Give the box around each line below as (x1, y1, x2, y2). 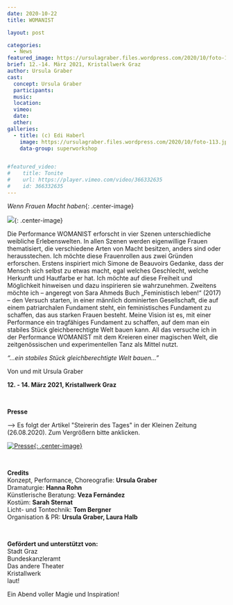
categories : (7, 42, 42, 49)
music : (13, 93, 33, 101)
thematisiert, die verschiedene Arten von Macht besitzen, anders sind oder (7, 244, 221, 253)
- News (13, 48, 33, 56)
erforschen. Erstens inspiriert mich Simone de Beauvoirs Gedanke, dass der (7, 259, 224, 267)
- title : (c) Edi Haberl (13, 132, 85, 139)
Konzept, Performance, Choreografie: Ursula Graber (7, 476, 157, 484)
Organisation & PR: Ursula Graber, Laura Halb (7, 513, 138, 521)
